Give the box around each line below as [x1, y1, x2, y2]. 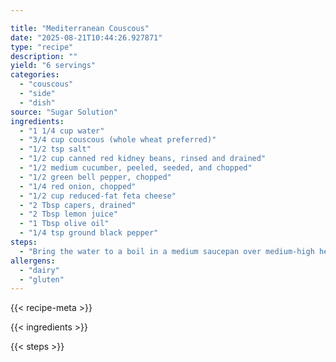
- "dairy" [19, 265, 60, 275]
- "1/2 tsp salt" [19, 144, 92, 155]
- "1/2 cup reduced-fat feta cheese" [19, 191, 177, 201]
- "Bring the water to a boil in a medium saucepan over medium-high [19, 246, 315, 256]
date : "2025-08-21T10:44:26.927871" [10, 32, 163, 43]
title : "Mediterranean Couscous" [10, 23, 150, 33]
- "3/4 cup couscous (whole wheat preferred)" [19, 135, 217, 145]
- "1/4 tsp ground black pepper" [19, 228, 159, 238]
